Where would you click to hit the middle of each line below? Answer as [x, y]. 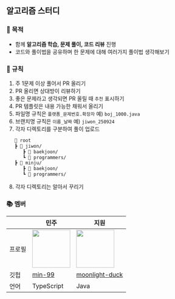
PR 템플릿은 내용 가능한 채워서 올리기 [59, 106]
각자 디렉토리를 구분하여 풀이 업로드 [57, 129]
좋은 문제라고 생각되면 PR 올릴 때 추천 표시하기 [70, 98]
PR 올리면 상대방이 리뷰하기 [48, 91]
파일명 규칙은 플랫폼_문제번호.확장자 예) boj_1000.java [77, 114]
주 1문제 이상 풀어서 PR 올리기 [50, 83]
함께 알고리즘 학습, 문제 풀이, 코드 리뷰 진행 [66, 44]
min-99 [43, 275]
